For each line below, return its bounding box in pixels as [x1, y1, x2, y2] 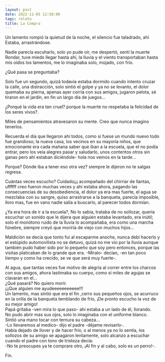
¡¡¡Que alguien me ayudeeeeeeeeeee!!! [5, 286, 83, 292]
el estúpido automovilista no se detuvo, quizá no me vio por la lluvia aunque [5, 240, 159, 245]
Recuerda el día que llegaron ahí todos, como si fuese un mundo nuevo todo [5, 133, 160, 139]
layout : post [5, 7, 32, 12]
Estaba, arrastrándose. [5, 40, 52, 46]
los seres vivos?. [5, 109, 39, 115]
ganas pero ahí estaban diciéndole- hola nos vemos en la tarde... [5, 154, 137, 160]
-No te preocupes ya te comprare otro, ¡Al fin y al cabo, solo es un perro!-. [5, 343, 156, 349]
